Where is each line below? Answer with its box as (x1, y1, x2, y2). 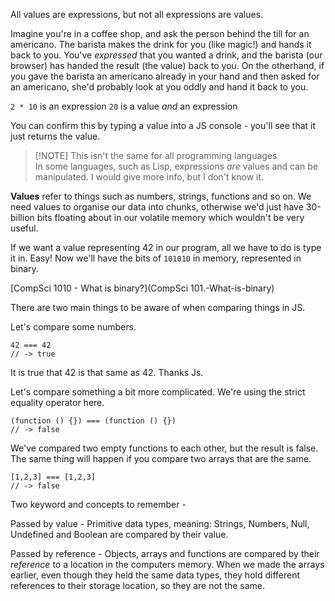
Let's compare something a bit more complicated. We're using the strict (10, 386, 306, 398)
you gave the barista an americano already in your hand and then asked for (10, 70, 320, 82)
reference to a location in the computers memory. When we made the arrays (10, 559, 325, 570)
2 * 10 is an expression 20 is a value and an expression (10, 100, 238, 112)
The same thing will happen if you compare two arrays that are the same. (10, 453, 312, 464)
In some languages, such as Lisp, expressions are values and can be (34, 160, 319, 172)
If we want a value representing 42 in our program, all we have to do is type (10, 242, 322, 253)
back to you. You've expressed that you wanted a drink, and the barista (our (10, 49, 323, 61)
